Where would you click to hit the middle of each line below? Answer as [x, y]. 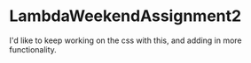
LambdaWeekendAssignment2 [125, 16]
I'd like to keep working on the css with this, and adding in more [125, 40]
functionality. [33, 49]
